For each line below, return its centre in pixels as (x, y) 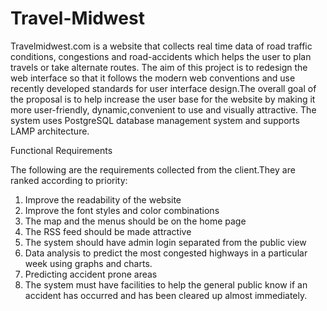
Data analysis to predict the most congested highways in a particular (166, 253)
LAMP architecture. (50, 131)
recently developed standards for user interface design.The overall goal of (163, 88)
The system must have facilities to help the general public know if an (166, 284)
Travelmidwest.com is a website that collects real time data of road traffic (161, 46)
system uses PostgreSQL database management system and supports (155, 120)
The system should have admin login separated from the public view (165, 242)
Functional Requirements (61, 150)
